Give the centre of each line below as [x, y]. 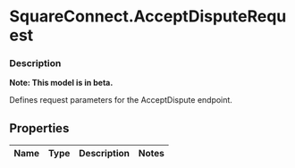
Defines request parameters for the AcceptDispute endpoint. [121, 100]
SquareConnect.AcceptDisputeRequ [148, 17]
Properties [39, 128]
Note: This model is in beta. [61, 83]
